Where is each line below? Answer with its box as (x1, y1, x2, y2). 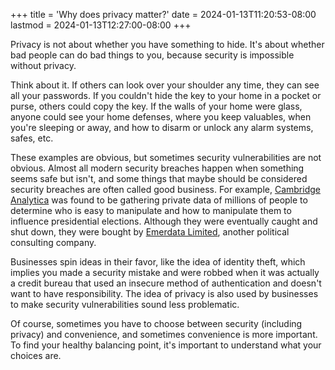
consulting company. (10, 237, 97, 248)
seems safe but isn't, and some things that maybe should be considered (10, 173, 308, 184)
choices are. (10, 350, 62, 361)
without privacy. (10, 60, 77, 71)
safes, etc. (10, 132, 54, 144)
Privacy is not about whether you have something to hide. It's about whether (10, 39, 325, 50)
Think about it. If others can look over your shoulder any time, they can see (10, 79, 320, 91)
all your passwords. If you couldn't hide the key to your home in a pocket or (10, 90, 322, 101)
